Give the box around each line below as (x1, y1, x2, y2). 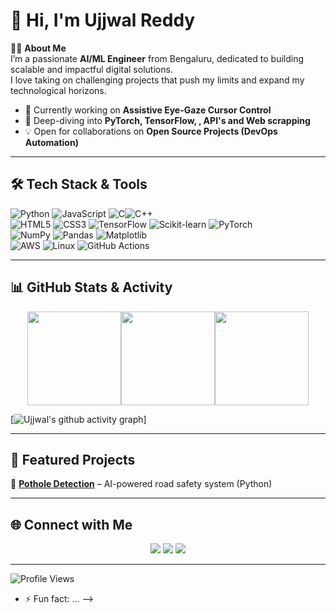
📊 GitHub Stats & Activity (10, 279, 173, 296)
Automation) (24, 136, 79, 148)
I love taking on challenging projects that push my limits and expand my (10, 74, 305, 86)
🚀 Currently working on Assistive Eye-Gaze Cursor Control (24, 104, 272, 116)
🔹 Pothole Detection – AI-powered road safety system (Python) (10, 478, 273, 490)
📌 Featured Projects (10, 451, 136, 468)
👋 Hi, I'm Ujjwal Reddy (10, 9, 196, 32)
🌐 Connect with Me (10, 516, 133, 533)
